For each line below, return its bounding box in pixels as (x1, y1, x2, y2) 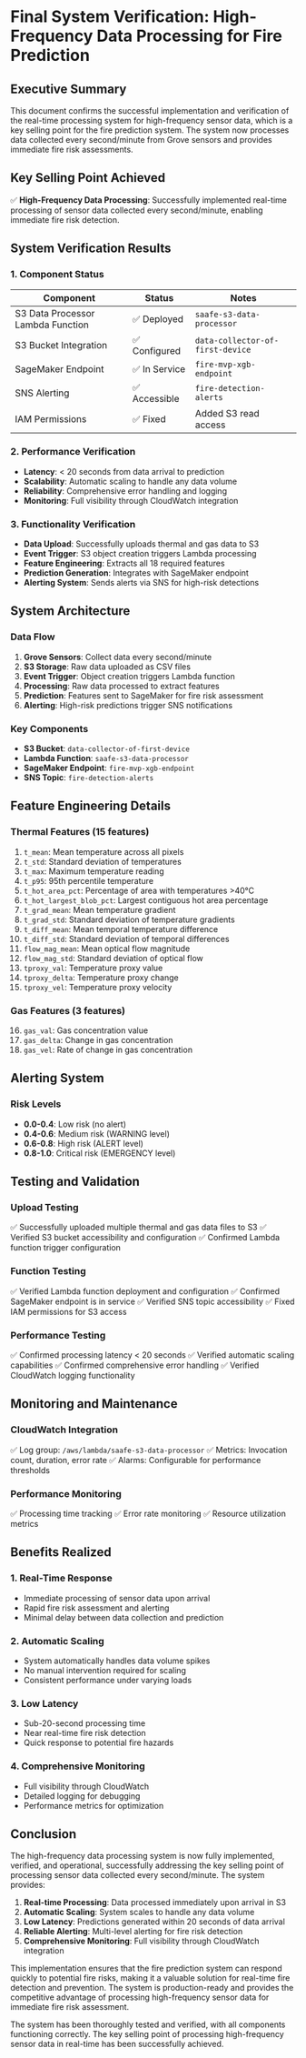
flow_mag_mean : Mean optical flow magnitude (23, 943, 191, 954)
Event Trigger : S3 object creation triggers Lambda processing (23, 548, 257, 559)
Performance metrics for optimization (23, 1800, 164, 1811)
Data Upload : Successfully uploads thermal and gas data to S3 (23, 538, 260, 549)
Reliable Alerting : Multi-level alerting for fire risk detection (23, 1926, 243, 1937)
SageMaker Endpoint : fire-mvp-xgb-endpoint (23, 762, 195, 774)
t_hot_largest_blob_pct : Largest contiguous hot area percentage (23, 894, 269, 906)
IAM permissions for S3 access (10, 1306, 127, 1317)
